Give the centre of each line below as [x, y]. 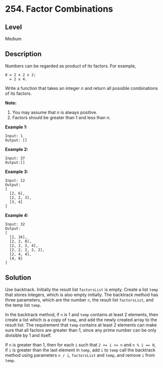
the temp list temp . [23, 305]
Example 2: [17, 149]
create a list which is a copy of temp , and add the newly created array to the [81, 320]
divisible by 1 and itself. [28, 335]
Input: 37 [15, 158]
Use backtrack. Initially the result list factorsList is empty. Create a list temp [81, 289]
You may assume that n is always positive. [55, 112]
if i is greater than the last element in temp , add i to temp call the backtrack [80, 350]
